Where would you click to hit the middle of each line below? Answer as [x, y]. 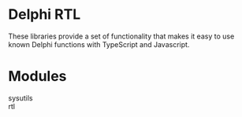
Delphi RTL [45, 15]
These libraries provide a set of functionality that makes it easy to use [121, 36]
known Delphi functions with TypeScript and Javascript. [99, 44]
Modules [37, 77]
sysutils [20, 98]
